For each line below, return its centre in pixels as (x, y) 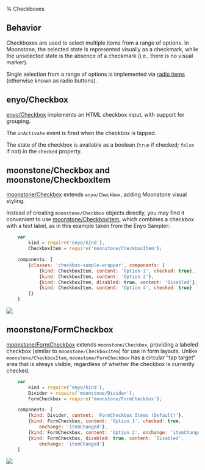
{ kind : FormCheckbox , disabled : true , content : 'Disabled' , (106, 438)
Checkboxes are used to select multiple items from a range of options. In (98, 43)
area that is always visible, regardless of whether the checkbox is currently (100, 364)
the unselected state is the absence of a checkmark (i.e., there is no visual (100, 56)
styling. (16, 201)
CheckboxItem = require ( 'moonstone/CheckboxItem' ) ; (95, 249)
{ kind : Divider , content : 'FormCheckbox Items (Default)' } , (106, 416)
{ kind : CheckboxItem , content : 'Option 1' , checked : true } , (117, 271)
